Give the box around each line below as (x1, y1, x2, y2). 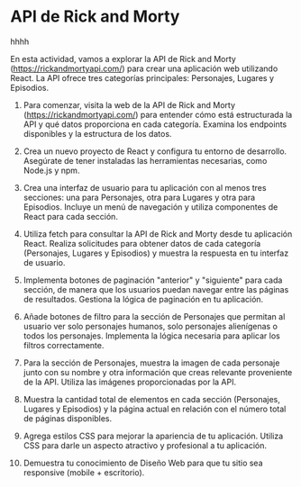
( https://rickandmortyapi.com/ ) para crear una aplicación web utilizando (10, 63, 278, 74)
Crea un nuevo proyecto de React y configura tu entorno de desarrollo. (23, 146, 287, 157)
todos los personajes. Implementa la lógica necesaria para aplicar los (23, 330, 280, 341)
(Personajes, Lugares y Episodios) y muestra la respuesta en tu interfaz (23, 248, 289, 258)
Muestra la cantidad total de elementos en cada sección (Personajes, (23, 393, 280, 404)
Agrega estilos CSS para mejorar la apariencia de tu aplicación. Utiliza (23, 430, 284, 441)
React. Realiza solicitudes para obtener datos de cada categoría (23, 238, 261, 248)
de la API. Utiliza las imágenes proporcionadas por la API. (23, 376, 237, 387)
